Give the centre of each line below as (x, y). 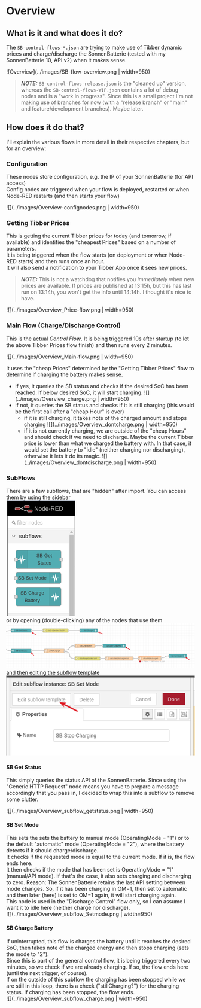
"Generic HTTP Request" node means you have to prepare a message (93, 787)
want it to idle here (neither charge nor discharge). (68, 908)
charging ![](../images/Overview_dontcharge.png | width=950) (100, 424)
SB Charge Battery (30, 928)
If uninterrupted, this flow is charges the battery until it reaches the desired (99, 941)
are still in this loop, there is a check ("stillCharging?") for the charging (93, 986)
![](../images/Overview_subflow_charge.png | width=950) (77, 998)
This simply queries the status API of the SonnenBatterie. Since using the (96, 780)
